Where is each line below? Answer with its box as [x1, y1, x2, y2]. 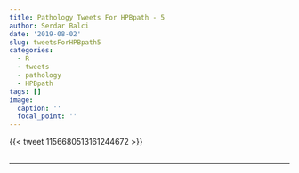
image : [9, 95, 34, 105]
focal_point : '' [17, 112, 77, 121]
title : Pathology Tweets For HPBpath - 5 [9, 12, 166, 22]
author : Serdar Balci [9, 21, 90, 30]
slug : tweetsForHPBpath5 [9, 37, 101, 47]
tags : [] [9, 87, 42, 96]
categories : [9, 46, 53, 55]
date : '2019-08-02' [9, 29, 82, 38]
